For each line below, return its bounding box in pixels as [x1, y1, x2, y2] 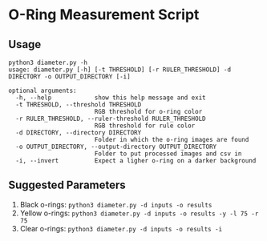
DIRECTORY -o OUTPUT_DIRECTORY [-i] [8, 73, 131, 81]
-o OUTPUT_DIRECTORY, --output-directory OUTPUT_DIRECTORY [15, 143, 217, 151]
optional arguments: [8, 86, 78, 94]
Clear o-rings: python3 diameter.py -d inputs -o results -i [19, 223, 223, 233]
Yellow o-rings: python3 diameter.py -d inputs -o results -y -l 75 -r [19, 208, 259, 218]
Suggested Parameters [8, 179, 126, 192]
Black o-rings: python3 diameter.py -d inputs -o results [19, 199, 212, 209]
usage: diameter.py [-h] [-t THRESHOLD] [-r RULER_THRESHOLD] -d [8, 66, 231, 74]
